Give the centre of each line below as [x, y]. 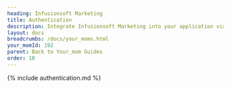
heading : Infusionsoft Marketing [55, 13]
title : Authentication [40, 20]
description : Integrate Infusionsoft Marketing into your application [110, 26]
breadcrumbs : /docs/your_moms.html [58, 39]
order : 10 [21, 58]
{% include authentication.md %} [54, 78]
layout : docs [26, 33]
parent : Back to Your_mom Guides [55, 52]
